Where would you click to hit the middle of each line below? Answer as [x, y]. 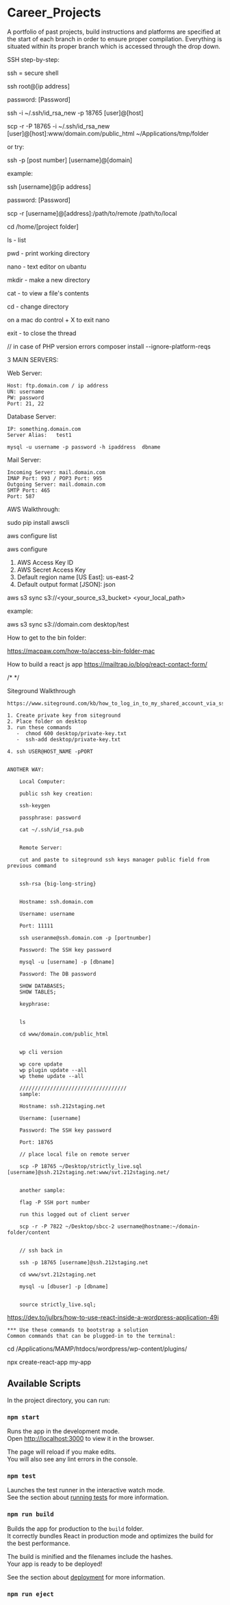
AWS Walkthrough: [34, 509]
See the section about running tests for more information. [88, 1497]
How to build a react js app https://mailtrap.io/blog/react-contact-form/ [107, 664]
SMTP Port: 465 [29, 490]
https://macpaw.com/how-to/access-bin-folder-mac [81, 651]
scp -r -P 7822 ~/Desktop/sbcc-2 [67, 1226]
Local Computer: [43, 781]
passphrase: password [50, 818]
